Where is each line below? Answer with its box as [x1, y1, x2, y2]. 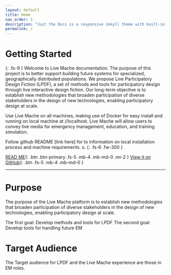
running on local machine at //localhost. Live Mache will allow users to [5, 118, 153, 125]
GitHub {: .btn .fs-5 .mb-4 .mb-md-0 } [5, 160, 84, 166]
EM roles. [5, 265, 25, 271]
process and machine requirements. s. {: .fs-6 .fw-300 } [5, 144, 123, 150]
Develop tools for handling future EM [5, 225, 82, 231]
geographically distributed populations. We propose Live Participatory [5, 76, 152, 82]
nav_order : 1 [5, 17, 33, 22]
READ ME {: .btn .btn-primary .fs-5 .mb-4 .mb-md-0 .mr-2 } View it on [5, 154, 151, 160]
